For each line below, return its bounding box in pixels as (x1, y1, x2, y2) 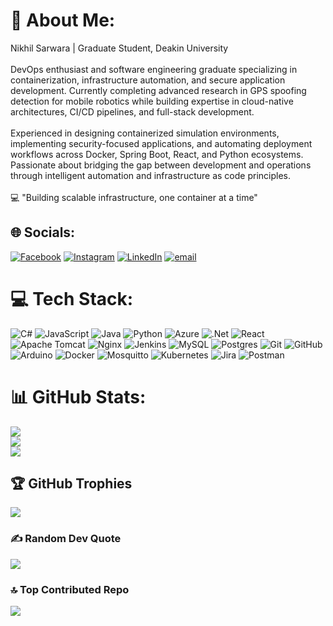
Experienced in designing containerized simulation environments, (10, 127, 280, 139)
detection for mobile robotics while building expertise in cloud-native (10, 95, 294, 107)
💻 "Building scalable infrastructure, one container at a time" (10, 191, 258, 203)
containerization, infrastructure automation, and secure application (10, 74, 286, 86)
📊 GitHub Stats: (10, 385, 147, 408)
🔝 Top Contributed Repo (10, 582, 130, 596)
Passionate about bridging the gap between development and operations (10, 159, 312, 171)
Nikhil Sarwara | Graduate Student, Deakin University (10, 42, 229, 54)
